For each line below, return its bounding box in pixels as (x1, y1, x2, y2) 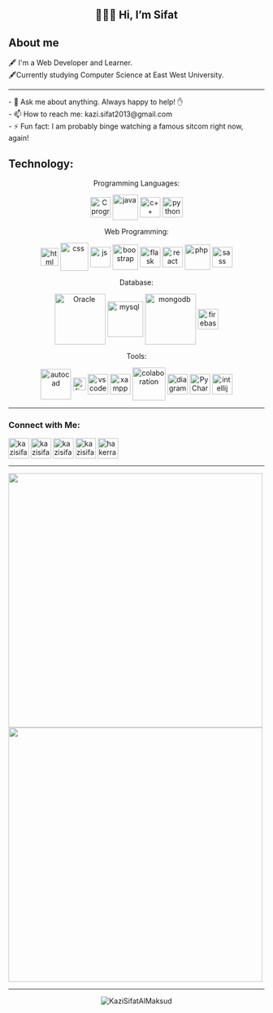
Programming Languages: (93, 178, 180, 188)
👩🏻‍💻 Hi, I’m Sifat (94, 8, 179, 22)
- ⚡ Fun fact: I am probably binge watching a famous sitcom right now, (8, 121, 244, 131)
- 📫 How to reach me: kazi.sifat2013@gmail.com (8, 109, 173, 119)
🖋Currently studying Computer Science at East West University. (8, 70, 224, 80)
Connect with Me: (8, 419, 80, 430)
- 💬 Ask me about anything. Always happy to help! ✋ (8, 97, 184, 107)
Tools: (126, 351, 147, 361)
